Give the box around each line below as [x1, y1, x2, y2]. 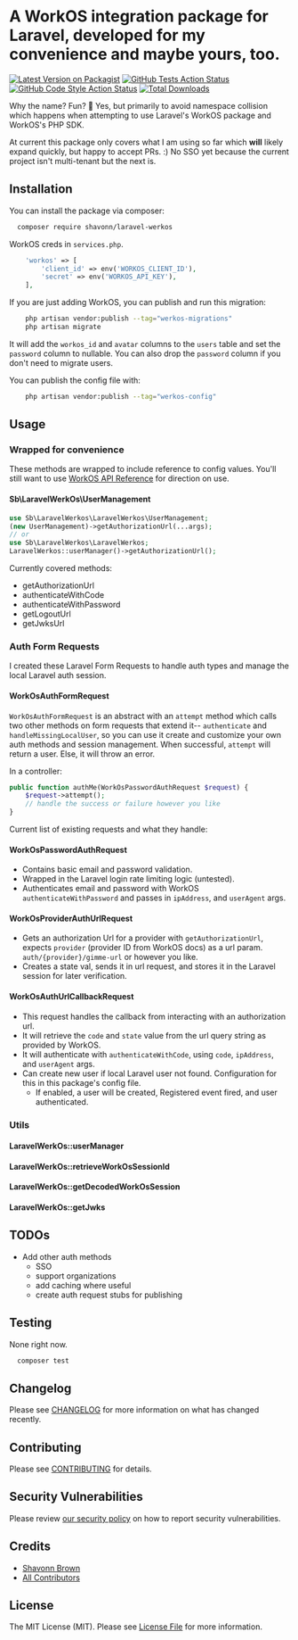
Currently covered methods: [9, 563, 113, 574]
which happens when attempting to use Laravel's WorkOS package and [9, 110, 271, 120]
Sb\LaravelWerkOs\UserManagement [9, 493, 151, 505]
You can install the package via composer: [9, 205, 165, 216]
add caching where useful [35, 1280, 132, 1290]
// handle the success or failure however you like [25, 799, 221, 808]
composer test [17, 1356, 69, 1365]
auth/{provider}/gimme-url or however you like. [21, 952, 198, 963]
